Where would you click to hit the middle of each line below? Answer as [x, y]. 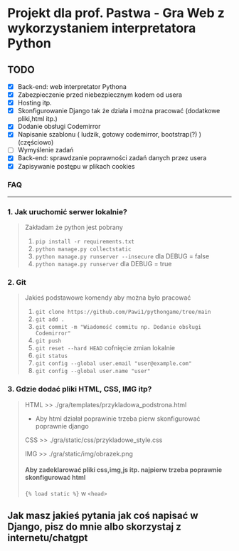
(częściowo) [36, 142]
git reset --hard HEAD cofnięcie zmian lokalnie [105, 348]
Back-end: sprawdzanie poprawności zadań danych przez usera [112, 158]
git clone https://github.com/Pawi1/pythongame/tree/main [123, 312]
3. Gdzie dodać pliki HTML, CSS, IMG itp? [80, 389]
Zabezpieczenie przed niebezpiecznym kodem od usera [100, 95]
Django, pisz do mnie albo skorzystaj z [94, 527]
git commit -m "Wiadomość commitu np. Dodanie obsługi [118, 327]
